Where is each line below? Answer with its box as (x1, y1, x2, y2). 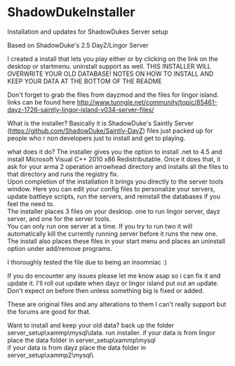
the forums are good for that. (7, 307, 91, 316)
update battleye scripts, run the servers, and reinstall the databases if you (7, 192, 221, 201)
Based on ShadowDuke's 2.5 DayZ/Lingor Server (7, 41, 149, 49)
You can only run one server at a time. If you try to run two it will (7, 222, 193, 230)
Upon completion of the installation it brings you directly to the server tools (7, 177, 224, 186)
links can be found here (7, 97, 76, 106)
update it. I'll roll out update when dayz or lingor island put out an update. (7, 278, 219, 287)
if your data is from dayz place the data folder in (7, 343, 147, 351)
